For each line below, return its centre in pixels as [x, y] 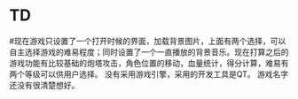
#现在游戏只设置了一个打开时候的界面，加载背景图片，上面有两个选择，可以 [148, 41]
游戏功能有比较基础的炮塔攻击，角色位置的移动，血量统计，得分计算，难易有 [149, 63]
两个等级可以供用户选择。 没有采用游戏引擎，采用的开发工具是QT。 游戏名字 [149, 74]
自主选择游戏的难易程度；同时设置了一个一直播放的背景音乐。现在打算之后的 [149, 52]
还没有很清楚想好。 [44, 85]
